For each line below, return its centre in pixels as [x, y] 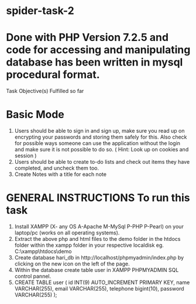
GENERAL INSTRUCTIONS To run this [98, 198]
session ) [25, 156]
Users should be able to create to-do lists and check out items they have [102, 162]
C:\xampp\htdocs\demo [43, 251]
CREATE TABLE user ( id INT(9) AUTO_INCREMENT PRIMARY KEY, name [102, 282]
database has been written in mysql [94, 62]
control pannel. [33, 276]
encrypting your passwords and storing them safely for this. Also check [101, 137]
